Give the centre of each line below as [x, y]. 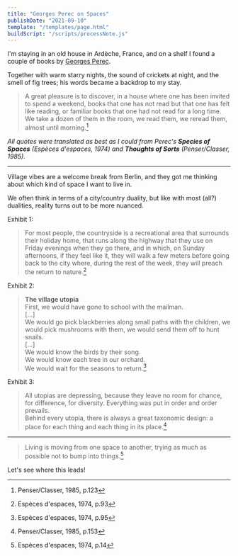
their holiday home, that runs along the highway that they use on [119, 240]
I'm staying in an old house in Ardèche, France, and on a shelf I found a [111, 54]
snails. [34, 336]
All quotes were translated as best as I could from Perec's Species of [109, 141]
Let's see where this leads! [46, 470]
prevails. [37, 411]
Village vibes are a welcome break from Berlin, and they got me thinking [112, 176]
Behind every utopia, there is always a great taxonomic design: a [119, 418]
